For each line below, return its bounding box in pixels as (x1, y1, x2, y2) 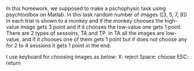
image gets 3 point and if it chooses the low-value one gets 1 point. (20, 23, 182, 30)
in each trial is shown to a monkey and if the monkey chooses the (6, 17, 164, 24)
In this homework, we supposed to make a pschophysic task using (6, 5, 167, 12)
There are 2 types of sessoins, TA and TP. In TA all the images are (6, 30, 165, 37)
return (6, 59, 21, 66)
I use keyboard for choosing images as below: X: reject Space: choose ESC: (6, 54, 189, 60)
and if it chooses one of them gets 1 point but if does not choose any (22, 36, 188, 42)
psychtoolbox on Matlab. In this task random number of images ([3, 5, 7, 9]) (6, 11, 188, 18)
